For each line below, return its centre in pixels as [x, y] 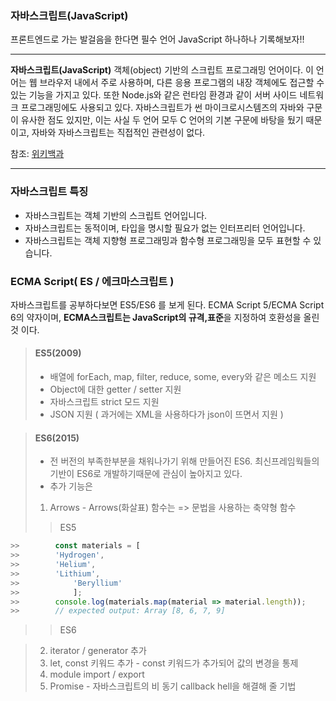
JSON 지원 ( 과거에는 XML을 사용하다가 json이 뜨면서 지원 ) [166, 414]
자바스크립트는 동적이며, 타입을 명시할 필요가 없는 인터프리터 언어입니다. [165, 228]
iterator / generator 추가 [98, 651]
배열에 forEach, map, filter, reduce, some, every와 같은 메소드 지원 [183, 377]
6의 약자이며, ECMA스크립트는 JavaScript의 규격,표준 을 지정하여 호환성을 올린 [165, 317]
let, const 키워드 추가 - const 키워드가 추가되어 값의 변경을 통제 [174, 663]
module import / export [97, 674]
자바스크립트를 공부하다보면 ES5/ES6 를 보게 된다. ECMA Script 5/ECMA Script [167, 304]
